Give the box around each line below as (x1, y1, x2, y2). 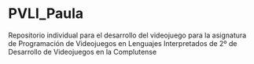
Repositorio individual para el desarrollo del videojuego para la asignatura (8, 30, 247, 40)
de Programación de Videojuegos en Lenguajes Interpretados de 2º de (8, 38, 237, 48)
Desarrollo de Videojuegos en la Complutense (8, 47, 157, 56)
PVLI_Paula (8, 5, 84, 23)
